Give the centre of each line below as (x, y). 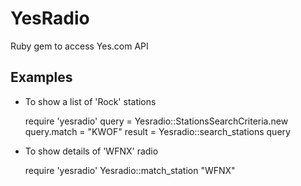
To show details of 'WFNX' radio (91, 151)
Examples (41, 77)
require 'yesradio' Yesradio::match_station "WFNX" (130, 170)
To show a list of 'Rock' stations (90, 101)
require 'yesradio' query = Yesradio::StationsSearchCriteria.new (156, 121)
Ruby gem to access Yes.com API (79, 46)
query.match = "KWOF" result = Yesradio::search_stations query (157, 131)
